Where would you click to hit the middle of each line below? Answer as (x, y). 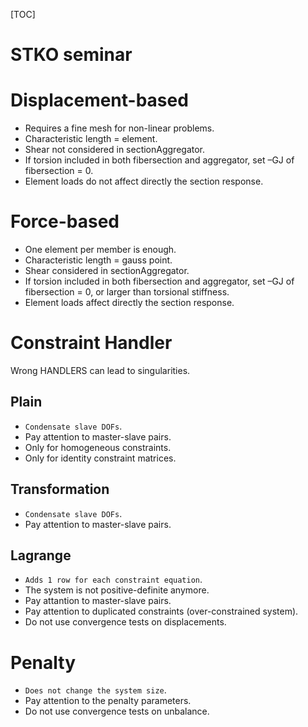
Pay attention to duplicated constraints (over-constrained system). (161, 611)
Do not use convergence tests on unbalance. (117, 711)
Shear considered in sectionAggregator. (107, 271)
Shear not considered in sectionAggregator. (115, 150)
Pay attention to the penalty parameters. (108, 701)
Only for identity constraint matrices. (100, 458)
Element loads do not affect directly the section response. (144, 181)
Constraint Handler (91, 343)
